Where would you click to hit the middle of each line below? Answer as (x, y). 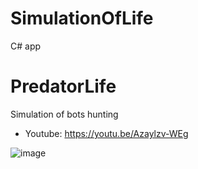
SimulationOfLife (82, 18)
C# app (26, 46)
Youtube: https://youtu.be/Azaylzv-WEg (106, 133)
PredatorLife (63, 86)
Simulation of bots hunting (64, 114)
